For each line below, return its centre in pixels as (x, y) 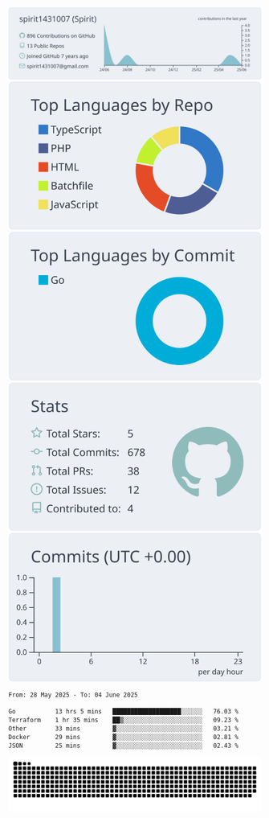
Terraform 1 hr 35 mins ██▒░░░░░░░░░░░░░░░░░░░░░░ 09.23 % (124, 720)
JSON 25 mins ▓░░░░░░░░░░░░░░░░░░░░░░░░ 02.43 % (124, 746)
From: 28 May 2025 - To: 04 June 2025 (73, 695)
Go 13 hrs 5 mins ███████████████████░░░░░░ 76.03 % (124, 712)
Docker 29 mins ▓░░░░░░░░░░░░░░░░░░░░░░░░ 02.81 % (124, 737)
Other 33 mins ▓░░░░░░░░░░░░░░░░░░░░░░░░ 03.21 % (124, 729)
